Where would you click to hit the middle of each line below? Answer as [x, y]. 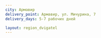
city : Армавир [20, 10]
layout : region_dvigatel [31, 28]
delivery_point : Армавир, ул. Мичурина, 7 [50, 14]
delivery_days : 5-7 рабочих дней [40, 19]
